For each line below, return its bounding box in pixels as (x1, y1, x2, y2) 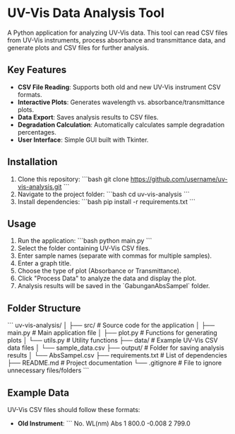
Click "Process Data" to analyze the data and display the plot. (17, 274, 197, 282)
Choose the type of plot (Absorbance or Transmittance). (17, 267, 181, 275)
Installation (7, 156, 58, 168)
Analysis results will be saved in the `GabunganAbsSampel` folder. (17, 282, 210, 290)
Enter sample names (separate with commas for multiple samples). (17, 251, 212, 260)
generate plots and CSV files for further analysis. (7, 43, 150, 52)
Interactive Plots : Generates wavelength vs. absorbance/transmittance (17, 98, 225, 106)
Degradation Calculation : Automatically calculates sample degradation (17, 120, 225, 129)
